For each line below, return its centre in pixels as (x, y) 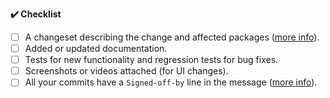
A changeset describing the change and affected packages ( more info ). (172, 37)
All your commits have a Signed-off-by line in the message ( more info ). (171, 82)
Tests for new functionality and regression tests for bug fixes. (151, 60)
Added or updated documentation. (96, 49)
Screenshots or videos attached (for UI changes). (126, 71)
